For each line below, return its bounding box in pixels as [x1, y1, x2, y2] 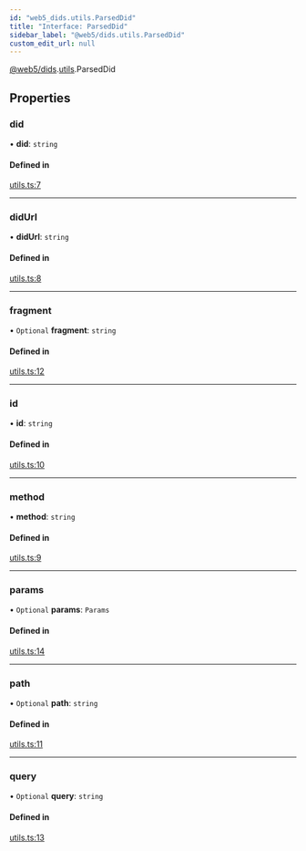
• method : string [9, 511, 76, 522]
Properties [9, 90, 71, 106]
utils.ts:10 [9, 459, 46, 470]
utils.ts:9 [9, 553, 42, 564]
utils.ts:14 [9, 645, 46, 657]
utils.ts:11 [9, 739, 44, 750]
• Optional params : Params [9, 604, 110, 616]
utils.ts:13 [9, 832, 46, 843]
